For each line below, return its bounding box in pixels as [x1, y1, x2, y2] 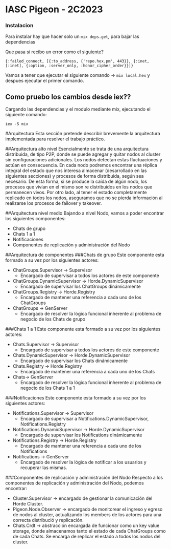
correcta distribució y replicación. [12, 517, 84, 523]
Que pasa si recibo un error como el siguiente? [5, 49, 104, 55]
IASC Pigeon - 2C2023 [5, 4, 103, 15]
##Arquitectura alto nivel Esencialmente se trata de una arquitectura [5, 146, 149, 152]
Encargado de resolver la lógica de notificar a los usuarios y [20, 459, 146, 466]
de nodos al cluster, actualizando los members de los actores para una [12, 512, 162, 518]
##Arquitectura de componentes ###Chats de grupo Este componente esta [5, 252, 164, 258]
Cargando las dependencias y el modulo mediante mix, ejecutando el [5, 106, 151, 112]
